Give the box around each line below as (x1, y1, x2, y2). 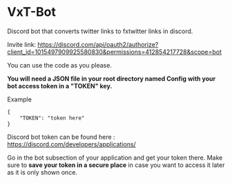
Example (7, 95, 32, 104)
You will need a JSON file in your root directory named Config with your (7, 74, 216, 83)
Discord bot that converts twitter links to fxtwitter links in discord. (7, 27, 193, 35)
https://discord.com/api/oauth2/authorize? (37, 40, 159, 48)
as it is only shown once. (7, 168, 78, 176)
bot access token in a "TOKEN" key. (7, 81, 113, 90)
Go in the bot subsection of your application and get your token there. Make (7, 153, 223, 162)
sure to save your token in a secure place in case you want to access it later (7, 160, 225, 169)
